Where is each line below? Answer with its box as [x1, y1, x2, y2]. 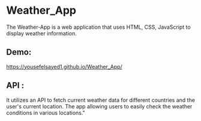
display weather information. [6, 29, 77, 37]
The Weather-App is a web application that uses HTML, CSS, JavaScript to [6, 23, 191, 31]
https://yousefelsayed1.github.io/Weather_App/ [6, 63, 123, 70]
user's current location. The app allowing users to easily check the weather [6, 102, 193, 110]
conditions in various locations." [6, 109, 85, 116]
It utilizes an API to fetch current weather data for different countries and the [6, 96, 195, 104]
